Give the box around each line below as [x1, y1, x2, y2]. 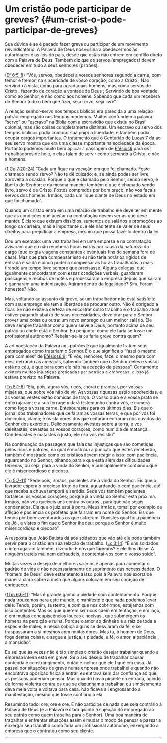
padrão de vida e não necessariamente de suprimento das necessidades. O [5, 566, 160, 572]
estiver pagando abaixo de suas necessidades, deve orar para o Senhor [5, 311, 153, 318]
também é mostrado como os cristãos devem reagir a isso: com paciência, [5, 452, 158, 458]
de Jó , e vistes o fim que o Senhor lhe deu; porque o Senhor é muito [5, 520, 147, 526]
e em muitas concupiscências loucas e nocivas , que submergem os [5, 613, 145, 619]
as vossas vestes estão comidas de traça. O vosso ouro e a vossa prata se [5, 394, 158, 400]
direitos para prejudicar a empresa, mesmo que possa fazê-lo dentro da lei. [5, 228, 160, 234]
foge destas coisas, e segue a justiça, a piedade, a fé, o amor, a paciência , [5, 634, 159, 640]
